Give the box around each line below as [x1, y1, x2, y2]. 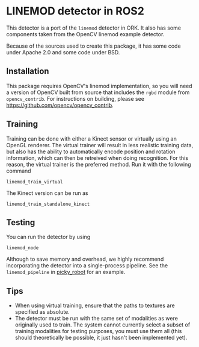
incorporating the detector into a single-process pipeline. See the [6, 262, 168, 269]
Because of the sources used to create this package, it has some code [6, 42, 182, 49]
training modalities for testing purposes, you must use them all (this [14, 328, 182, 335]
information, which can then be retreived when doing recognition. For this [6, 154, 188, 161]
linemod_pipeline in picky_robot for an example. [6, 269, 126, 276]
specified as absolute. [14, 308, 70, 316]
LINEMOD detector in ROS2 [6, 4, 144, 18]
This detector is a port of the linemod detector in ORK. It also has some [6, 24, 182, 31]
